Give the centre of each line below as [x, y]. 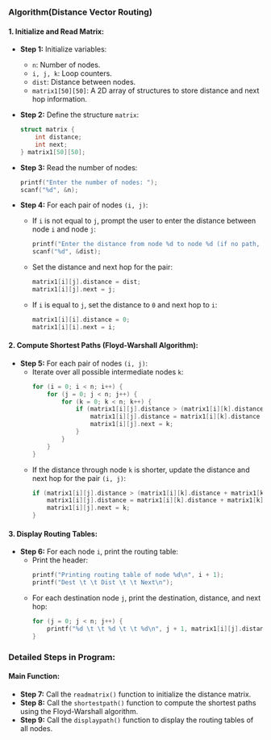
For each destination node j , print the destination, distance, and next [146, 598]
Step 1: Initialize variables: [63, 49]
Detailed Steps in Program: [62, 657]
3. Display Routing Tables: [53, 533]
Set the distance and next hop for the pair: [102, 267]
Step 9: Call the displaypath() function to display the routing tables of [137, 720]
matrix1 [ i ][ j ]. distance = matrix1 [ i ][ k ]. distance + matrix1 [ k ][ [157, 500]
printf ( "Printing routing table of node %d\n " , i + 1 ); [128, 575]
